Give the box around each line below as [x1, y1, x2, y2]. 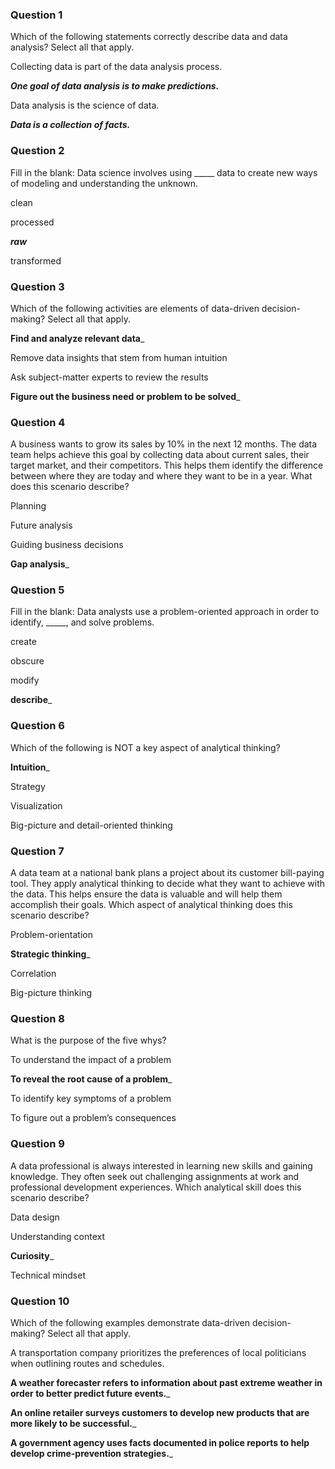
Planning [10, 500, 47, 512]
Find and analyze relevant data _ [10, 332, 145, 344]
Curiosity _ [10, 1249, 55, 1262]
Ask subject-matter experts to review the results [10, 371, 209, 383]
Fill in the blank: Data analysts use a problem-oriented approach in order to [10, 606, 320, 618]
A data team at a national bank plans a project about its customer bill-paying [10, 867, 325, 879]
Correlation [10, 968, 57, 980]
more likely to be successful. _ [10, 1417, 137, 1429]
